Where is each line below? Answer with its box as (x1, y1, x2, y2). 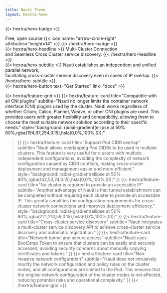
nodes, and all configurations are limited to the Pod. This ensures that (17, 266, 161, 272)
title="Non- (123, 250, 147, 257)
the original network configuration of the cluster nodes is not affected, (17, 272, 162, 278)
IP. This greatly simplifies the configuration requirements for (17, 197, 141, 203)
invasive (17, 256, 35, 262)
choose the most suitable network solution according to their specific (5, 119, 148, 125)
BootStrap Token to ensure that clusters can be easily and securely (17, 240, 156, 246)
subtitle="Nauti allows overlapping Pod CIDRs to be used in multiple (17, 145, 157, 150)
